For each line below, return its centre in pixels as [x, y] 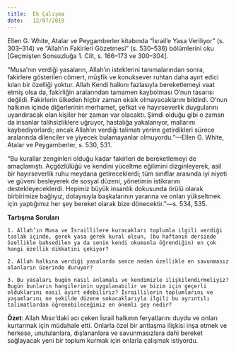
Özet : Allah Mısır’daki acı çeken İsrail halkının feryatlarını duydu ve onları [112, 318]
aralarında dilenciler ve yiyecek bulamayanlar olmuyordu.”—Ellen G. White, [116, 137]
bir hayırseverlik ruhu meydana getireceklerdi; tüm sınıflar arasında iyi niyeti [117, 174]
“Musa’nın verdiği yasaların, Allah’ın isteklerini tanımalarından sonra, [106, 69]
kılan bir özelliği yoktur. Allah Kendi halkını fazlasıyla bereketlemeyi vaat [111, 84]
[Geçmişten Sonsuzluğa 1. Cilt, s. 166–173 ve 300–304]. [88, 56]
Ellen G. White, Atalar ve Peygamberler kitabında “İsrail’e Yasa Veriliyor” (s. [116, 40]
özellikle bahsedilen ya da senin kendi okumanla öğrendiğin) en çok [112, 243]
